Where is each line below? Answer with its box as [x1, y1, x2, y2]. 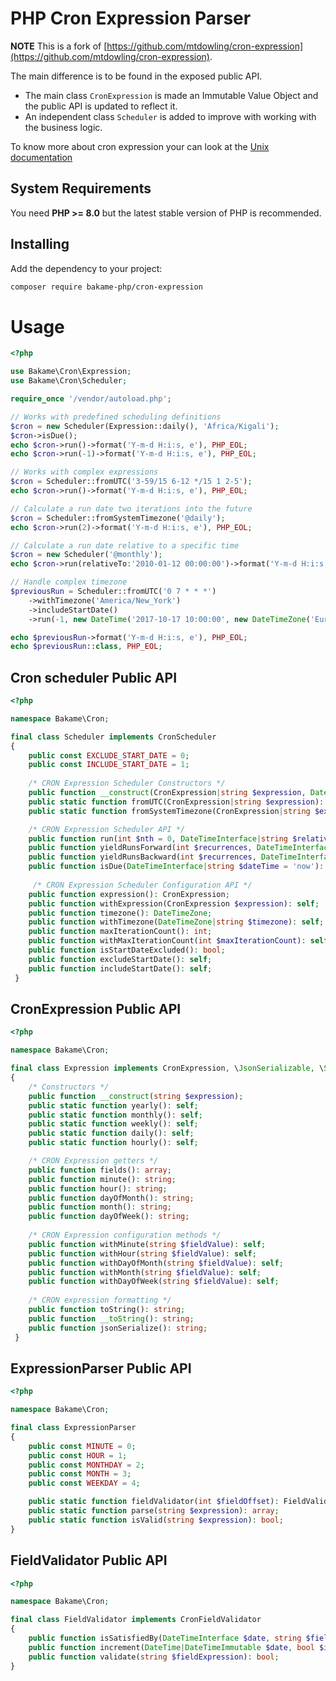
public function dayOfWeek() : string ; [28, 1212, 190, 1222]
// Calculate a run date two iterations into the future [10, 503, 253, 514]
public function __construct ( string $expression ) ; [28, 1091, 244, 1101]
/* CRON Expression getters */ [28, 1156, 159, 1166]
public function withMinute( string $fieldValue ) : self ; [28, 1239, 267, 1249]
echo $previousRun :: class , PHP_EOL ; [10, 642, 163, 652]
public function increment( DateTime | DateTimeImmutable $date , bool [28, 1642, 315, 1652]
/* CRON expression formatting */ [28, 1295, 172, 1306]
